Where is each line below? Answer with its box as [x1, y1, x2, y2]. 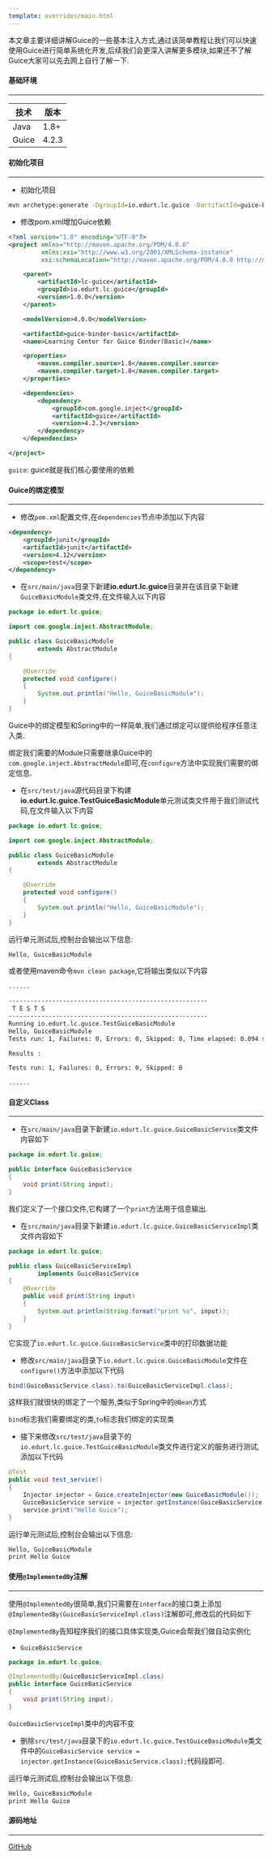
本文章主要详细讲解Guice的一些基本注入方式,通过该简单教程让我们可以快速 [8, 35, 257, 45]
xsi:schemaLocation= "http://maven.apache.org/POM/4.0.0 [40, 256, 233, 264]
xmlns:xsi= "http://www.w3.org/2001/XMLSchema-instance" [40, 248, 233, 256]
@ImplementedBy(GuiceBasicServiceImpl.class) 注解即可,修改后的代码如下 [8, 1608, 252, 1619]
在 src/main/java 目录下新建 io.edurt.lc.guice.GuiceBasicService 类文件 [19, 1125, 259, 1134]
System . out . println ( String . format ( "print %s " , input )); [37, 1307, 230, 1315]
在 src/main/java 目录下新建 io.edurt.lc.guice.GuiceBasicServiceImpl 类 [19, 1220, 259, 1230]
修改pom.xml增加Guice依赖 [19, 217, 112, 226]
